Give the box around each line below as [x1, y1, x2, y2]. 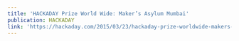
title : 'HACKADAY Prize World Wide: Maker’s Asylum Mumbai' [7, 10, 190, 17]
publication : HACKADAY [7, 17, 75, 24]
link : [7, 23, 23, 30]
